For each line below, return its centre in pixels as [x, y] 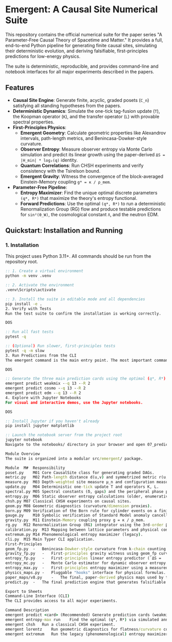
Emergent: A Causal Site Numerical [82, 9]
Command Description [27, 610]
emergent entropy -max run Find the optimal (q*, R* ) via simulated [82, 619]
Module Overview [23, 454]
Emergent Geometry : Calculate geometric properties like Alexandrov [93, 133]
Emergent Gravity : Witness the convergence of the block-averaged [92, 176]
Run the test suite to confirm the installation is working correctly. [83, 314]
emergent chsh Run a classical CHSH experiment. [60, 624]
